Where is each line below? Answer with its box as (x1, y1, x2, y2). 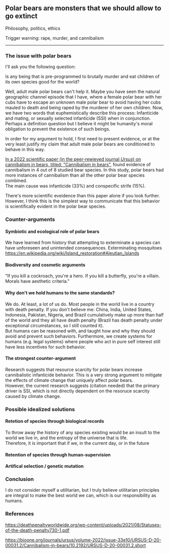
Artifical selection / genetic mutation (5, 463, 84, 469)
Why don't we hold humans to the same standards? (5, 290, 115, 296)
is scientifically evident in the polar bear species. (5, 203, 107, 209)
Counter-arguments (5, 216, 55, 223)
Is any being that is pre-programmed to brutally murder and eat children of (5, 73, 160, 80)
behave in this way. (5, 146, 45, 152)
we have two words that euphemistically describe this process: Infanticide (5, 110, 159, 116)
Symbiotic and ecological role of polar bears (5, 228, 100, 234)
